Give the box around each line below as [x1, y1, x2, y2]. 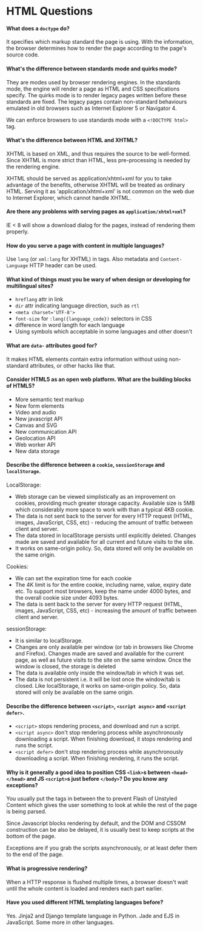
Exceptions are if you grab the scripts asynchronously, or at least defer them [6, 845, 198, 852]
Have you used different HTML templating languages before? [6, 899, 164, 906]
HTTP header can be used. [29, 262, 97, 269]
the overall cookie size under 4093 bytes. [15, 594, 119, 601]
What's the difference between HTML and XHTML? [6, 137, 138, 144]
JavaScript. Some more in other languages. [6, 919, 115, 926]
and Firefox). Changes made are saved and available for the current [15, 650, 184, 657]
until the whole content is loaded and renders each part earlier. [6, 885, 164, 892]
